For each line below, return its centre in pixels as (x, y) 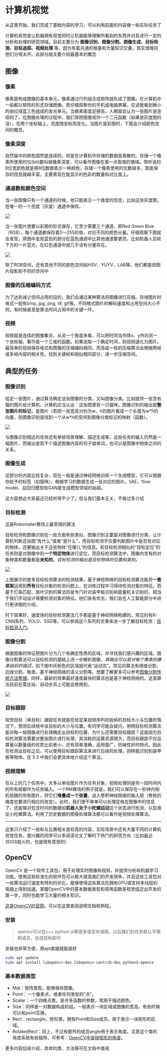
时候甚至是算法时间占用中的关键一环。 (57, 310)
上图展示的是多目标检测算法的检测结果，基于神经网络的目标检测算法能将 (79, 580)
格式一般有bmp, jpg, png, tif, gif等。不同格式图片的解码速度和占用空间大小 (81, 303)
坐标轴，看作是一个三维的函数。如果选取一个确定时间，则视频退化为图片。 (85, 341)
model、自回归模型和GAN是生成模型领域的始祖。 (55, 488)
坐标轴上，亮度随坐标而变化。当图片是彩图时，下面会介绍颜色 (92, 123)
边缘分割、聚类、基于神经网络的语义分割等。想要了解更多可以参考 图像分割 (81, 672)
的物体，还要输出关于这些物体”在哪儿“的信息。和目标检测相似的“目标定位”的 (83, 547)
